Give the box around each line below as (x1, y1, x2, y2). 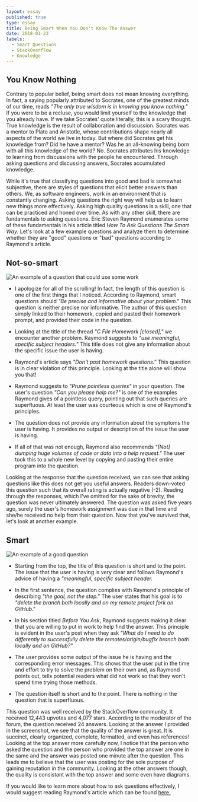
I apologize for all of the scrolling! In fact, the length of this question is (14, 285, 185, 292)
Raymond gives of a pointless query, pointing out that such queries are (14, 395, 187, 402)
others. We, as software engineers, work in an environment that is (6, 190, 167, 198)
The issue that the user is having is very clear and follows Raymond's (14, 569, 184, 576)
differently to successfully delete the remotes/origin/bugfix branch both (14, 636, 189, 643)
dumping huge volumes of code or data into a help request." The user (14, 450, 185, 457)
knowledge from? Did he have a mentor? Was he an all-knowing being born (6, 141, 190, 148)
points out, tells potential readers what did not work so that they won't (14, 673, 186, 680)
